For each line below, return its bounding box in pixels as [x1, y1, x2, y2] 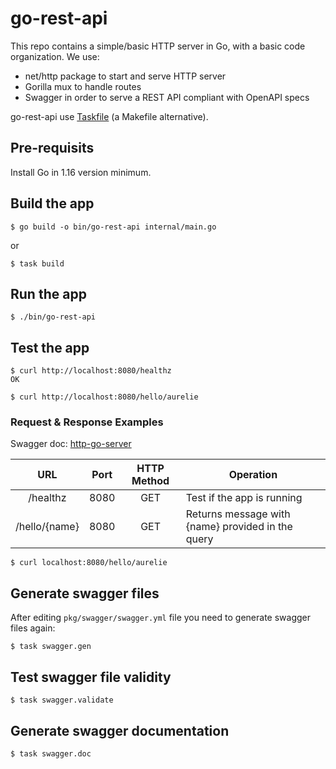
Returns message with [185, 507, 291, 521]
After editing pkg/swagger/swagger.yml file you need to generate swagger [10, 612, 311, 624]
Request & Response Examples [10, 415, 164, 429]
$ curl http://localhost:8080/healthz [10, 366, 172, 376]
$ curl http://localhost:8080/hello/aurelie [10, 392, 199, 402]
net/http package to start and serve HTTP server [24, 70, 227, 82]
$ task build [10, 258, 65, 269]
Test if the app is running [185, 491, 303, 505]
